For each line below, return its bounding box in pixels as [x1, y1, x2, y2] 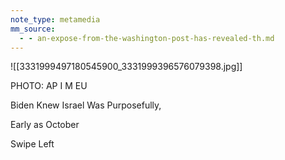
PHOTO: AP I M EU [10, 80, 88, 92]
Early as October [10, 119, 80, 131]
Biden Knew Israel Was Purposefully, [10, 99, 162, 111]
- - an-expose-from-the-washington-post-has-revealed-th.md [19, 33, 275, 43]
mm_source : [10, 24, 56, 34]
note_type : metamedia [10, 14, 101, 25]
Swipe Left [10, 138, 55, 150]
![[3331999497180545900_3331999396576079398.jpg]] [10, 61, 243, 73]
